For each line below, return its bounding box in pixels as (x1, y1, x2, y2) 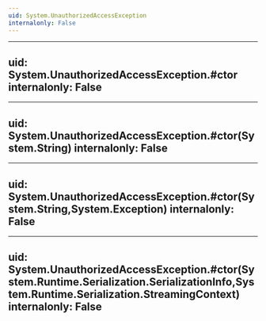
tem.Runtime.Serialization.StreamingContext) (8, 288, 240, 301)
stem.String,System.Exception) (8, 202, 168, 216)
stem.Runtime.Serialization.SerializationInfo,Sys (8, 275, 255, 289)
